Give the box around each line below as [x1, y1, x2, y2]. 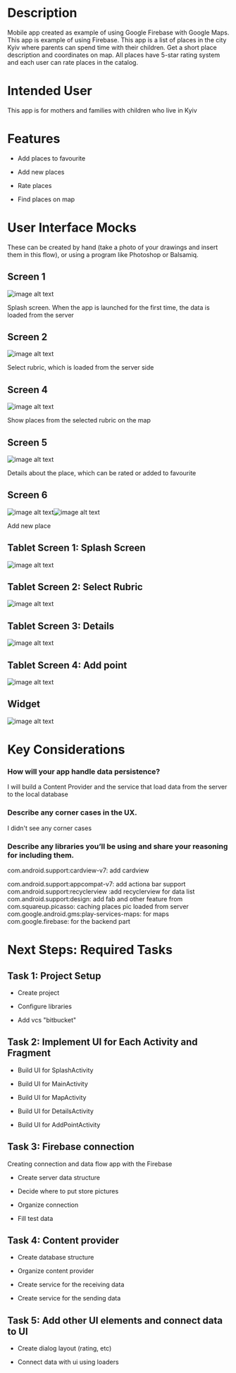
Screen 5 [7, 437, 48, 449]
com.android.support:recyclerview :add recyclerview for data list [7, 887, 195, 896]
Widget [7, 698, 41, 710]
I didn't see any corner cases [7, 824, 92, 832]
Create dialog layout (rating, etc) [17, 1344, 112, 1353]
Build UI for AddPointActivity [17, 1120, 101, 1129]
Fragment [7, 1047, 51, 1059]
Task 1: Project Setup [7, 970, 101, 982]
